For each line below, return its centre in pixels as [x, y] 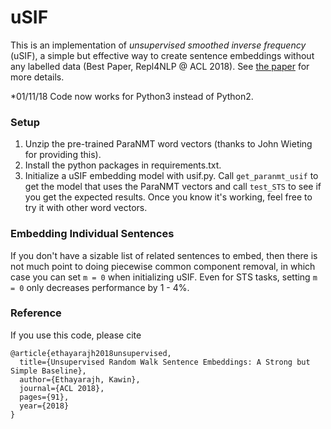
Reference [36, 313]
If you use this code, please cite [76, 335]
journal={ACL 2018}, [62, 388]
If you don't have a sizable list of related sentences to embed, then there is [164, 255]
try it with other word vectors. [86, 208]
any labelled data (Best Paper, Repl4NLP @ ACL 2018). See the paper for [160, 66]
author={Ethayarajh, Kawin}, [80, 379]
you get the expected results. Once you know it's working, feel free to [168, 197]
